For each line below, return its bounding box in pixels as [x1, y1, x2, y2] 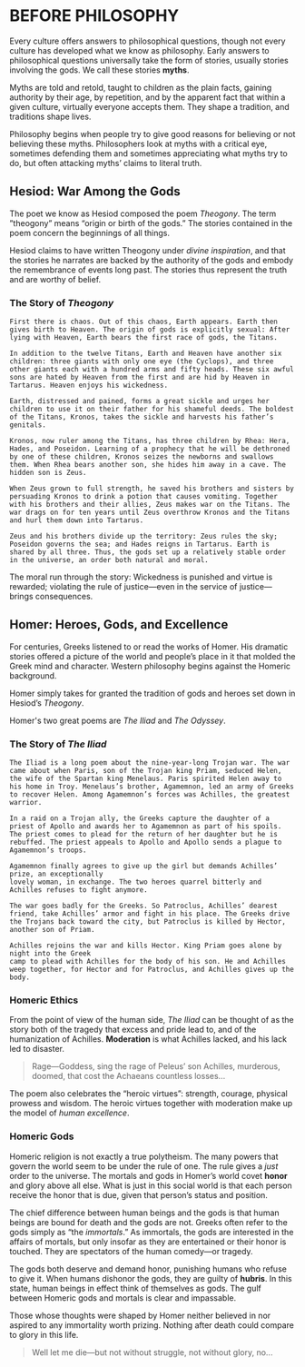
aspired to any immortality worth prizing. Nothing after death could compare [9, 1319, 295, 1331]
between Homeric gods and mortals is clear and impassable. [9, 1292, 237, 1303]
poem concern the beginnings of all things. [9, 227, 171, 238]
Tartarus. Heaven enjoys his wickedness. [9, 381, 169, 391]
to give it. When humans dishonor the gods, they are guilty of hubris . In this [9, 1273, 292, 1283]
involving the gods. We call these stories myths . [9, 64, 190, 75]
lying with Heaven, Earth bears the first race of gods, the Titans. [9, 333, 279, 342]
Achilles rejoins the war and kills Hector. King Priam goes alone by [9, 941, 282, 950]
